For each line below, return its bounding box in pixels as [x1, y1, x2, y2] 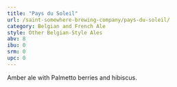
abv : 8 [7, 36, 26, 42]
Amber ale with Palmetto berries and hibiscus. [7, 73, 137, 82]
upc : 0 [7, 55, 26, 62]
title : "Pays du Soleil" [7, 10, 78, 17]
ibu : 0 [7, 42, 26, 49]
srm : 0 [7, 49, 26, 55]
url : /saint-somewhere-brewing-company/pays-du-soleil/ [7, 16, 170, 23]
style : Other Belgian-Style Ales [7, 29, 103, 36]
